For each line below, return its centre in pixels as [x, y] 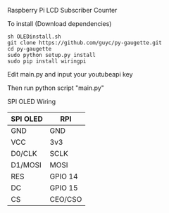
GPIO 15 [64, 188]
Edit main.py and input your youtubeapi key [70, 74]
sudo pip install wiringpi [47, 61]
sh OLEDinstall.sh [34, 37]
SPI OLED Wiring [32, 102]
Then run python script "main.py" [56, 88]
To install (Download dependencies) [60, 24]
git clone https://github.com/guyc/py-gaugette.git [84, 43]
